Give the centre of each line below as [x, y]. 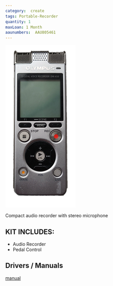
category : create [25, 11]
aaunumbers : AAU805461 [31, 33]
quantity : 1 [18, 22]
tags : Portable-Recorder [32, 16]
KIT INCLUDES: [30, 232]
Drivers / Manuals [34, 266]
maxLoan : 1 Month [24, 27]
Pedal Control [27, 250]
